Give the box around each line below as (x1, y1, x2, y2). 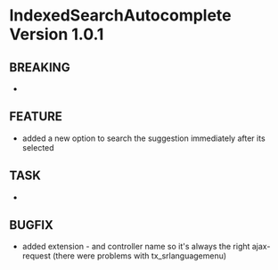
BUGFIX (9, 217, 53, 233)
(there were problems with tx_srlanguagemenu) (52, 250, 227, 261)
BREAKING (9, 60, 70, 75)
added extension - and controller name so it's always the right (21, 241, 250, 252)
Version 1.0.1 (9, 24, 104, 45)
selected (21, 142, 55, 152)
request (21, 250, 51, 261)
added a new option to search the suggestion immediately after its (21, 133, 266, 143)
